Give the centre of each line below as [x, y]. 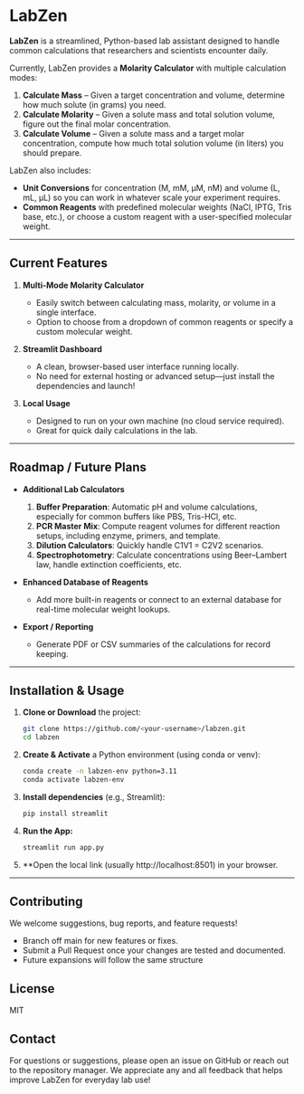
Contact [33, 1038]
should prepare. [52, 152]
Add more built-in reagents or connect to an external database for [159, 599]
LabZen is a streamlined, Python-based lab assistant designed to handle [145, 41]
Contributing [46, 902]
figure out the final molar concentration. [97, 124]
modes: [24, 77]
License [32, 989]
